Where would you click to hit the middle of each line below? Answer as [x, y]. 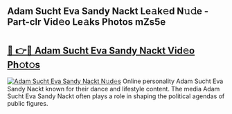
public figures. [28, 103]
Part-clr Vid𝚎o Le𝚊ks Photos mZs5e [87, 22]
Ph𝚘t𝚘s [24, 65]
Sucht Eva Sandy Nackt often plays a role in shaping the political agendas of [116, 96]
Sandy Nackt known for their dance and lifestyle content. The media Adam [114, 89]
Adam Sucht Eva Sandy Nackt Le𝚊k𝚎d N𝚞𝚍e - [108, 11]
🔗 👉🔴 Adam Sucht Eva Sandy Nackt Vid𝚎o [101, 50]
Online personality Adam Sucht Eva [173, 81]
